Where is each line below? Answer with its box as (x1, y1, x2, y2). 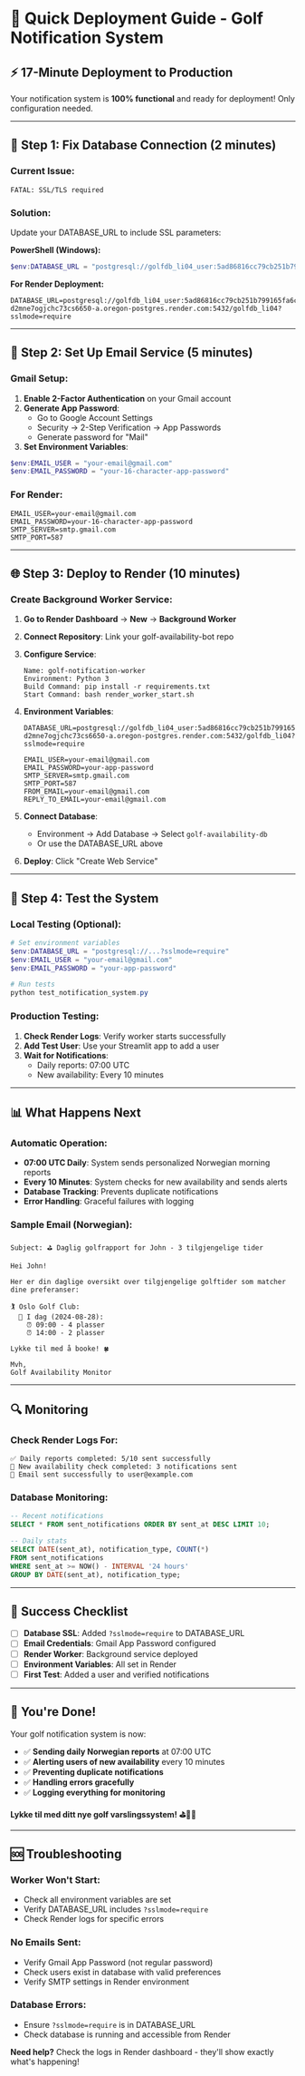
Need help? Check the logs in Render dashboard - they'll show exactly (10, 2046, 274, 2057)
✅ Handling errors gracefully (23, 1777, 135, 1788)
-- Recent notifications (10, 1512, 104, 1521)
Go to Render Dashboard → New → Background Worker (23, 614, 237, 625)
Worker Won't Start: (10, 1873, 100, 1886)
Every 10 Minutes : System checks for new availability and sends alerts (23, 1176, 288, 1187)
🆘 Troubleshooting (10, 1846, 122, 1862)
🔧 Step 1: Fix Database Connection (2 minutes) (10, 138, 277, 153)
